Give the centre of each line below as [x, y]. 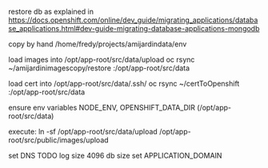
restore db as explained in [51, 12]
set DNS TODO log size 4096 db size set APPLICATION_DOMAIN [115, 156]
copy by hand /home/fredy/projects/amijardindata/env [98, 44]
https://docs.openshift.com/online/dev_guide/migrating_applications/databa [133, 20]
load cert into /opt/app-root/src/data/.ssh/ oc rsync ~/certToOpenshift [124, 84]
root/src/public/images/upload [59, 140]
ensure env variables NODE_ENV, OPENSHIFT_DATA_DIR [102, 108]
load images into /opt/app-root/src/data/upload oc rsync [102, 60]
